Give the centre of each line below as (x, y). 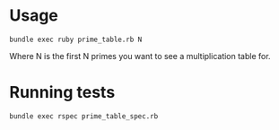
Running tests (62, 93)
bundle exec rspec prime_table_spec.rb (84, 116)
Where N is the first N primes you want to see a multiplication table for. (140, 56)
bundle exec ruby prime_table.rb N (76, 39)
